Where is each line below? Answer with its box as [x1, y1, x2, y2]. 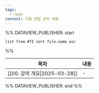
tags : [5, 7, 16, 12]
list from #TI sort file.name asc [5, 39, 76, 44]
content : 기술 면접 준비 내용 [5, 16, 59, 21]
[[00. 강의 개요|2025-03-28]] [7, 70, 78, 77]
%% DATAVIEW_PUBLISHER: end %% [5, 83, 82, 89]
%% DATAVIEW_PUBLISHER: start [5, 30, 74, 36]
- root [9, 12, 23, 17]
